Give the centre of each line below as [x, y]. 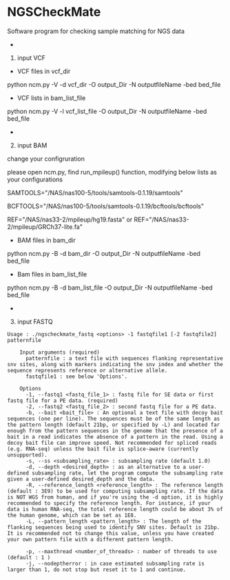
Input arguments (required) [60, 352]
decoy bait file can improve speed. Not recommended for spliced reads [112, 443]
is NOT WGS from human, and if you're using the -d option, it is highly [115, 497]
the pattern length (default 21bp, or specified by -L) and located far [114, 425]
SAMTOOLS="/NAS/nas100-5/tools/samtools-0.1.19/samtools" [95, 192]
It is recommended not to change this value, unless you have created [111, 533]
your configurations [35, 179]
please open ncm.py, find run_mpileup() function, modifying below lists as [112, 172]
